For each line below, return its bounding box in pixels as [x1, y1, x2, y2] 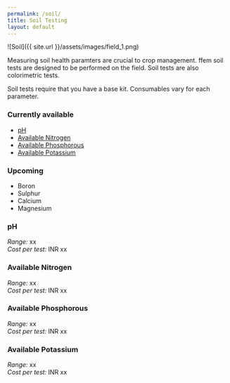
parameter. [7, 92, 39, 100]
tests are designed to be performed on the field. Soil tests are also [7, 64, 199, 72]
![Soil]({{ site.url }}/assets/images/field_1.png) [7, 43, 139, 51]
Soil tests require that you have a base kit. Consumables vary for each [7, 85, 210, 93]
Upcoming [7, 166, 44, 176]
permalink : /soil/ [7, 10, 61, 18]
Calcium [17, 196, 42, 205]
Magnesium [17, 204, 52, 212]
